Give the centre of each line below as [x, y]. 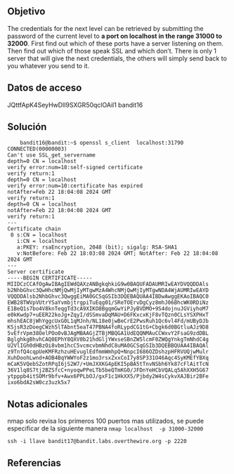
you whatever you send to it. [48, 65]
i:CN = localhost [42, 242]
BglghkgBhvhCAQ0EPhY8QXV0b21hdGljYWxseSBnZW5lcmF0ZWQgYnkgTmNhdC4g [108, 340]
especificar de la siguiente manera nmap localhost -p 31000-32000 [105, 428]
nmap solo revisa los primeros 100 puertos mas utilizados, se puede [106, 421]
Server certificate [36, 272]
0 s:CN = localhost [39, 235]
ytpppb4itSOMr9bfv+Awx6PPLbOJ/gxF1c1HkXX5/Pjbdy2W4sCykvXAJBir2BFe [108, 376]
